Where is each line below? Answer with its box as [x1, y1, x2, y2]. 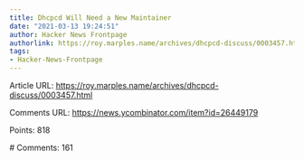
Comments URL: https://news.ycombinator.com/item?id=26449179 [9, 108, 259, 118]
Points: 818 [9, 125, 51, 136]
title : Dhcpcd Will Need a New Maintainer [9, 13, 172, 23]
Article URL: [9, 80, 54, 90]
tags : [9, 47, 30, 56]
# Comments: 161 [9, 142, 74, 153]
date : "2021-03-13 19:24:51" [9, 22, 119, 31]
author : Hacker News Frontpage [9, 30, 128, 39]
